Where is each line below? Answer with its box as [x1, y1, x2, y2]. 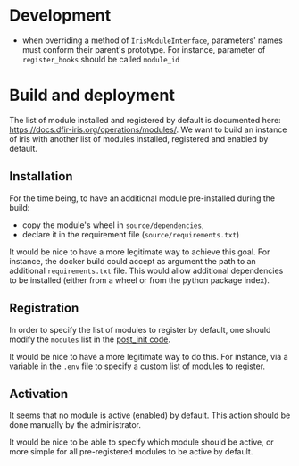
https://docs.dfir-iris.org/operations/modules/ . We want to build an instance [9, 124, 287, 135]
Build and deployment [9, 86, 176, 105]
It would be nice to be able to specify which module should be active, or [9, 437, 274, 447]
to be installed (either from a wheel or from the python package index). [9, 274, 270, 286]
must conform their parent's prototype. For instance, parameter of [21, 44, 266, 54]
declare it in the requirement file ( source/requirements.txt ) [21, 229, 240, 239]
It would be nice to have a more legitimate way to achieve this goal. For [9, 246, 270, 257]
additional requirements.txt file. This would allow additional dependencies [9, 265, 284, 276]
